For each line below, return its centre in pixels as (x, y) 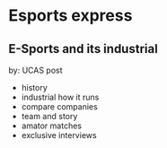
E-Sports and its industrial (83, 49)
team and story (49, 116)
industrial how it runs (60, 97)
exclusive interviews (59, 135)
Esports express (70, 16)
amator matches (52, 126)
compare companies (59, 107)
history (35, 87)
